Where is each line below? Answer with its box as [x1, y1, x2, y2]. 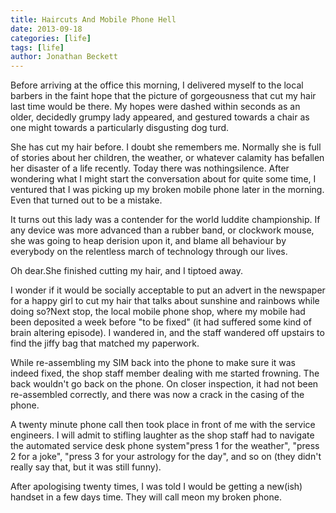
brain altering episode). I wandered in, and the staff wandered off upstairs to [10, 327, 325, 339]
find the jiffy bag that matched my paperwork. [10, 337, 200, 350]
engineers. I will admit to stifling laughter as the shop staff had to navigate [10, 429, 315, 441]
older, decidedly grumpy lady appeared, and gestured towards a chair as [10, 111, 310, 123]
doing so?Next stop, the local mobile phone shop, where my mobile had [10, 306, 306, 318]
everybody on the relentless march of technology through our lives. [10, 246, 288, 258]
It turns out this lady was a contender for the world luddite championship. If [10, 214, 321, 226]
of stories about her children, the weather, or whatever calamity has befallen [10, 152, 325, 164]
